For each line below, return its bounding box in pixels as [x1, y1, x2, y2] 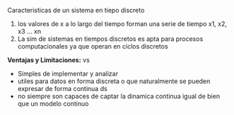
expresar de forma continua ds [17, 85, 107, 92]
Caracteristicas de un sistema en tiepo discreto [7, 6, 145, 14]
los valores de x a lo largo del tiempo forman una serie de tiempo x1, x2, [17, 20, 228, 28]
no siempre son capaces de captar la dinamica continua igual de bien [17, 92, 221, 100]
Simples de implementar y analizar [17, 70, 119, 78]
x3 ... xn [17, 28, 41, 35]
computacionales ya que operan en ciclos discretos [17, 42, 168, 50]
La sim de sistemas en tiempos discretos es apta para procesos [17, 35, 204, 43]
